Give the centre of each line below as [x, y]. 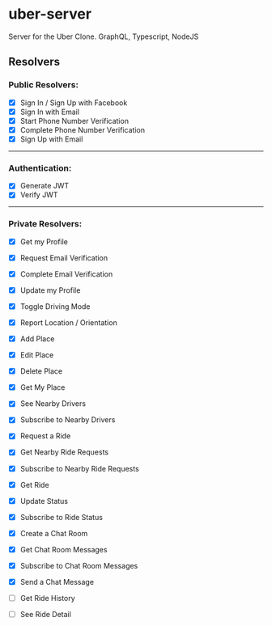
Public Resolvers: [44, 85]
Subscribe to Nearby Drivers [68, 420]
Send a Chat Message [57, 582]
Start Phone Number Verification [74, 121]
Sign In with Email [49, 112]
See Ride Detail [45, 615]
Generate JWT [45, 186]
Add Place [37, 339]
